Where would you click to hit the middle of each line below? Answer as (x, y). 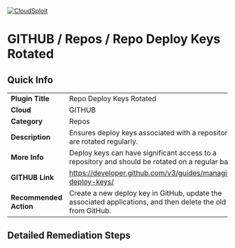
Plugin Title (30, 98)
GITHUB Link (33, 177)
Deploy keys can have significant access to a (143, 153)
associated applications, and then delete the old (148, 202)
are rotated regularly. (104, 142)
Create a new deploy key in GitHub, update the (145, 193)
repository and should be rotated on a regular (143, 161)
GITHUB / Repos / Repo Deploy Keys (114, 39)
